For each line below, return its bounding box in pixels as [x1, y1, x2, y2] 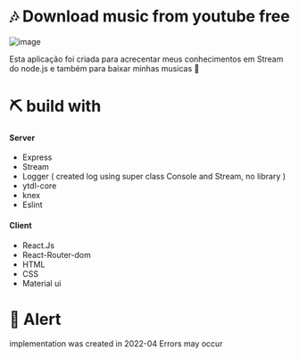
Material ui [21, 278, 62, 288]
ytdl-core [21, 180, 57, 191]
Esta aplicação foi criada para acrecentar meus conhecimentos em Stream [9, 54, 284, 64]
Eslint [21, 199, 43, 211]
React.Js [21, 239, 55, 251]
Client [9, 220, 33, 230]
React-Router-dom [21, 249, 91, 260]
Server [9, 132, 36, 143]
